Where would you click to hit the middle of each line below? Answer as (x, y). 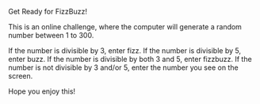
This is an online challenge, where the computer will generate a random (125, 27)
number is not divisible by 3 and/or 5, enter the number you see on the (124, 67)
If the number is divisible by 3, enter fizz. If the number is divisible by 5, (125, 50)
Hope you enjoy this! (42, 91)
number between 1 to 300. (51, 35)
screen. (21, 76)
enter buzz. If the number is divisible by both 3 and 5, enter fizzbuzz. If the (130, 59)
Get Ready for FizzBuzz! (48, 12)
